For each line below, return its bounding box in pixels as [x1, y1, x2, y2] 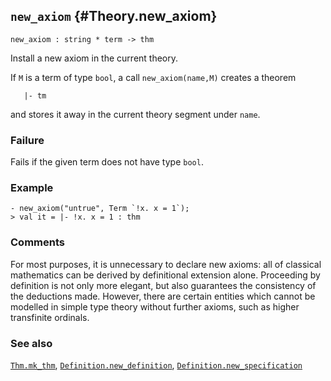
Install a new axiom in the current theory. [10, 52, 179, 64]
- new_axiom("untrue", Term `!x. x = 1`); [10, 204, 190, 214]
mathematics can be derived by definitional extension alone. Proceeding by [10, 269, 321, 281]
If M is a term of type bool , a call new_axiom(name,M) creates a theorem [10, 71, 297, 83]
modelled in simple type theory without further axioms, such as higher [10, 300, 300, 313]
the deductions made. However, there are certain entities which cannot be [10, 290, 316, 302]
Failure [10, 133, 45, 147]
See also [10, 336, 53, 350]
